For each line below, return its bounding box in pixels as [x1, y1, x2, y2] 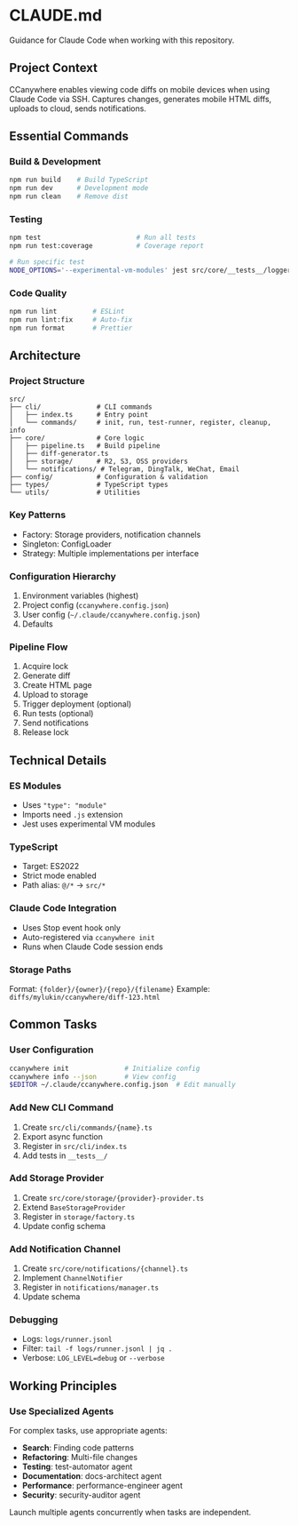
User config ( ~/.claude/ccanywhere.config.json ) [21, 610, 201, 620]
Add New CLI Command [9, 1101, 114, 1114]
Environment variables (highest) [21, 590, 139, 601]
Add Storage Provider [9, 1172, 105, 1185]
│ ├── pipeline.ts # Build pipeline [9, 442, 161, 451]
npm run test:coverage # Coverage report [9, 242, 204, 251]
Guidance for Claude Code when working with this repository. [9, 35, 235, 45]
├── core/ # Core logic [9, 434, 145, 443]
